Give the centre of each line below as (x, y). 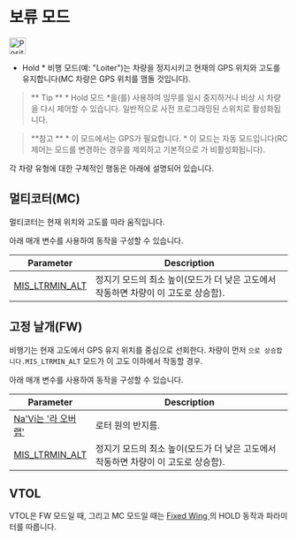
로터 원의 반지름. (128, 425)
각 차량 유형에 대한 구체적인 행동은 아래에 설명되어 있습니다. (112, 168)
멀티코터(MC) (45, 199)
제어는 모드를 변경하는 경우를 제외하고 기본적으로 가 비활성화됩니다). (148, 149)
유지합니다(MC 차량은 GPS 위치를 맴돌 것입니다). (106, 79)
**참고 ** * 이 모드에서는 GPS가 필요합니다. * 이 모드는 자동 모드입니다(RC (159, 138)
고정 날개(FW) (46, 327)
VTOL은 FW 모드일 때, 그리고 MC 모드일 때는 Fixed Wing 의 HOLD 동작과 (137, 516)
